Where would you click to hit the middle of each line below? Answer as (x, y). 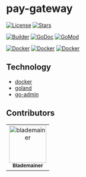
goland (23, 88)
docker (23, 81)
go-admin (27, 94)
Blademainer (28, 166)
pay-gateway (39, 9)
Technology (29, 67)
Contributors (31, 113)
